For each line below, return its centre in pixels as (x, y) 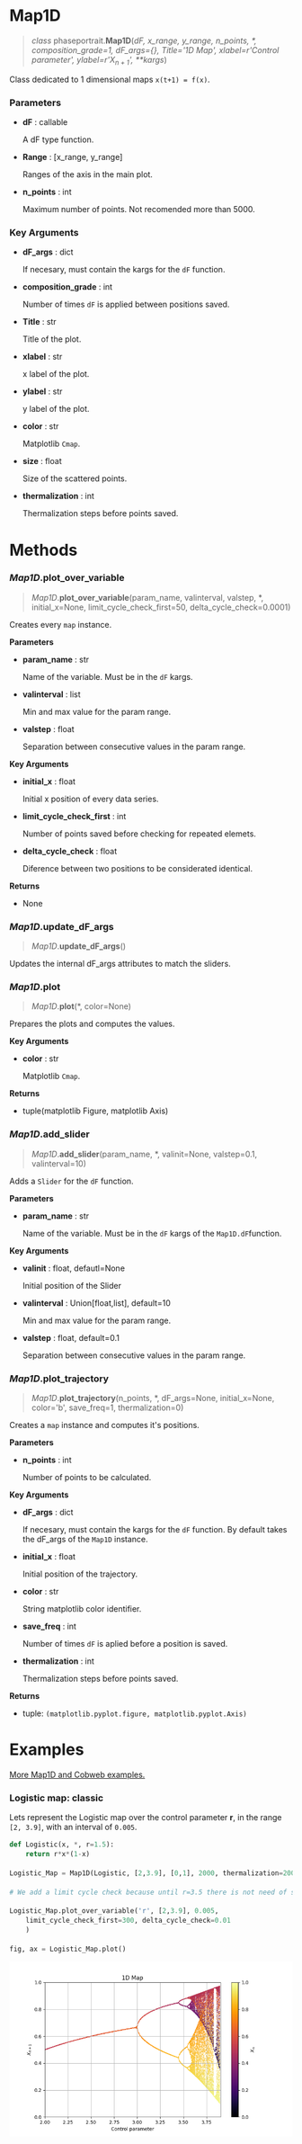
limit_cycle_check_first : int (74, 816)
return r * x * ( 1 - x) (58, 1854)
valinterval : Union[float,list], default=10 (96, 1303)
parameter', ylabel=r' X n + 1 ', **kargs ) (99, 61)
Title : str (39, 322)
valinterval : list (51, 694)
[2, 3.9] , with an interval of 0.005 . (73, 1827)
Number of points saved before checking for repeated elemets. (139, 834)
